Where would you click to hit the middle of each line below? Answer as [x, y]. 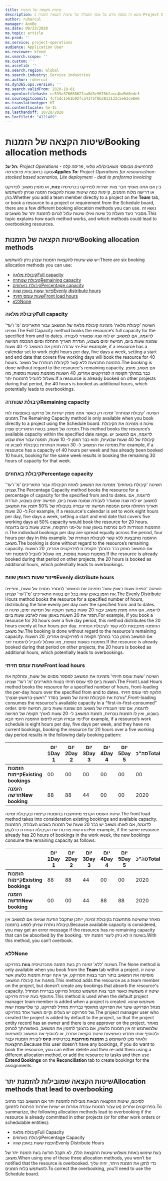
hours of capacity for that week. [38, 461]
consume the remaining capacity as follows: [50, 840]
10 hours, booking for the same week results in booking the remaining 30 [80, 455]
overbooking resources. [30, 224]
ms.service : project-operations [39, 43]
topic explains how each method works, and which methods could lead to [81, 218]
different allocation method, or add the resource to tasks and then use [77, 1055]
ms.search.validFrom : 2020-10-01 [40, 89]
